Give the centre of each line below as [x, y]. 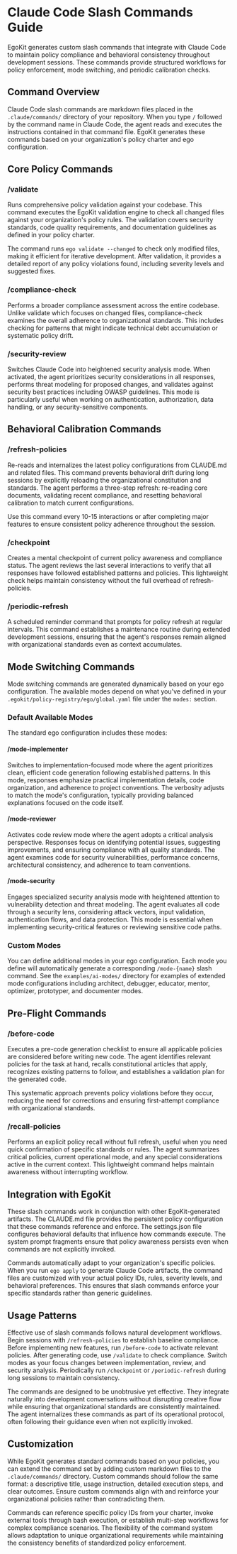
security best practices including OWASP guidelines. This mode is [104, 392]
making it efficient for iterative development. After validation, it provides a [114, 256]
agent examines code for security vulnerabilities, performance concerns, [114, 857]
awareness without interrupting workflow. [68, 1172]
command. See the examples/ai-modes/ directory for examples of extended [116, 976]
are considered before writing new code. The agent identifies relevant [109, 1057]
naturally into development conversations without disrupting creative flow [114, 1399]
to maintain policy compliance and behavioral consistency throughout [109, 55]
